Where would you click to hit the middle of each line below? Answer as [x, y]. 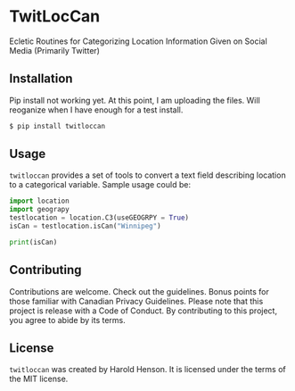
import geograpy [39, 210]
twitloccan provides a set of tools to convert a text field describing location [148, 175]
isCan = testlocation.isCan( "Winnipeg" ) [86, 226]
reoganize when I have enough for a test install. [96, 110]
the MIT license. [39, 379]
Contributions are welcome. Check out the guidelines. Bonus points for [139, 291]
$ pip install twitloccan [57, 126]
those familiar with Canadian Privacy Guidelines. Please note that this [136, 301]
